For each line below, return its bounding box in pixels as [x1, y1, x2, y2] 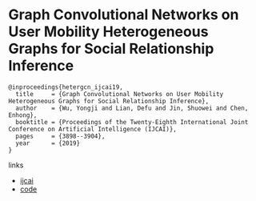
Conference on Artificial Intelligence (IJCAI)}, [8, 125, 178, 133]
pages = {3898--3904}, [15, 132, 106, 140]
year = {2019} [15, 139, 81, 147]
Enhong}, [8, 111, 38, 119]
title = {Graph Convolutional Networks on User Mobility [15, 90, 224, 98]
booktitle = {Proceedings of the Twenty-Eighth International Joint [15, 118, 249, 126]
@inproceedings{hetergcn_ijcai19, [8, 82, 124, 91]
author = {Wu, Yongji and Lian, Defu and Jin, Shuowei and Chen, [15, 104, 249, 112]
